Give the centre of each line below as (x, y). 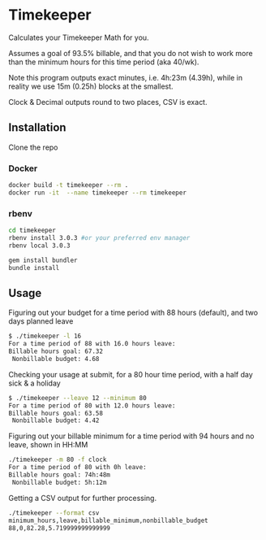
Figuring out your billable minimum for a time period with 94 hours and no (131, 436)
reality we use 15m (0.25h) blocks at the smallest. (91, 86)
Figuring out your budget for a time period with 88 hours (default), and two (133, 313)
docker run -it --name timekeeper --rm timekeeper (97, 193)
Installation (37, 128)
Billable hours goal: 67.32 (56, 351)
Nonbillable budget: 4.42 (56, 420)
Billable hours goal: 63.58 (56, 413)
